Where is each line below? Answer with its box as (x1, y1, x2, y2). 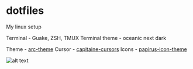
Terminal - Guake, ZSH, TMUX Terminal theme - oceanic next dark (6, 34, 167, 41)
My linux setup (6, 23, 42, 30)
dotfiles (6, 4, 44, 17)
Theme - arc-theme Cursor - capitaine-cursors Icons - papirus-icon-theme (6, 45, 187, 53)
